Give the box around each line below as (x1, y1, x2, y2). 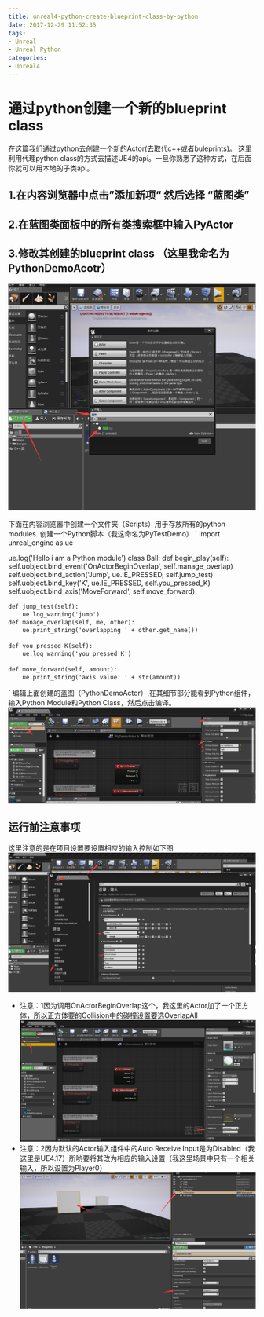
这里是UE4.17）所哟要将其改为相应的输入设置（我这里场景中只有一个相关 (19, 1154, 255, 1163)
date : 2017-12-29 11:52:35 (8, 20, 97, 29)
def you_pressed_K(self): (8, 642, 93, 649)
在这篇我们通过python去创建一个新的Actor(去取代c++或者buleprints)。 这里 (8, 144, 253, 153)
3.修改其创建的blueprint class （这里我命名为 (8, 247, 229, 260)
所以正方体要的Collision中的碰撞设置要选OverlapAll (33, 1010, 198, 1020)
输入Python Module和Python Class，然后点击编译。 (8, 697, 176, 707)
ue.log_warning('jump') (22, 610, 101, 618)
